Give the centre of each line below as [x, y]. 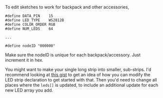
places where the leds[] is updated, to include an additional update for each [82, 85]
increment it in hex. [24, 60]
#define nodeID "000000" [30, 46]
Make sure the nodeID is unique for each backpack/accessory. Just [73, 55]
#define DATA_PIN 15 [29, 16]
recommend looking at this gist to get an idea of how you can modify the [78, 75]
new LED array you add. [29, 90]
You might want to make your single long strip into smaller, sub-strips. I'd [78, 69]
